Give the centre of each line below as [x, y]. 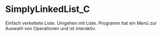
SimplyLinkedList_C [48, 9]
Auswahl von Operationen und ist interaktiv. [51, 28]
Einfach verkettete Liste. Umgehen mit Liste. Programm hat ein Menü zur [81, 23]
